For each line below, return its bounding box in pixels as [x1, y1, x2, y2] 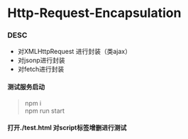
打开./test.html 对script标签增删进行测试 [7, 123, 127, 132]
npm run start [24, 106, 65, 115]
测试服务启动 [7, 83, 45, 91]
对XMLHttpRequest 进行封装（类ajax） [17, 48, 131, 56]
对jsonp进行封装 [17, 56, 65, 65]
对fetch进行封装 [17, 65, 65, 74]
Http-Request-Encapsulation [7, 5, 182, 21]
